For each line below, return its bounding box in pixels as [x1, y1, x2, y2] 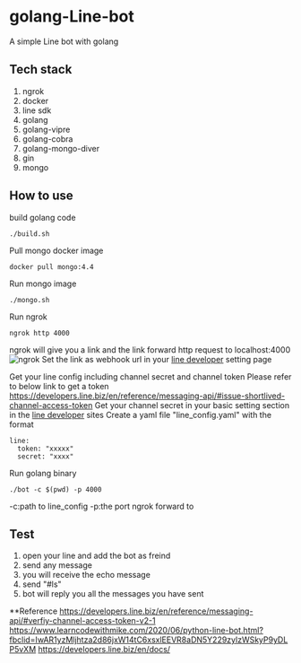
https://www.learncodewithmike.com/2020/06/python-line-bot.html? [9, 625, 264, 636]
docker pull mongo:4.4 [9, 262, 94, 271]
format [9, 419, 34, 430]
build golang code [9, 212, 76, 222]
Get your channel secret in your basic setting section [94, 399, 289, 410]
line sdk [21, 105, 52, 116]
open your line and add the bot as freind [21, 550, 171, 562]
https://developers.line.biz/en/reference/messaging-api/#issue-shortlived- [9, 390, 286, 401]
